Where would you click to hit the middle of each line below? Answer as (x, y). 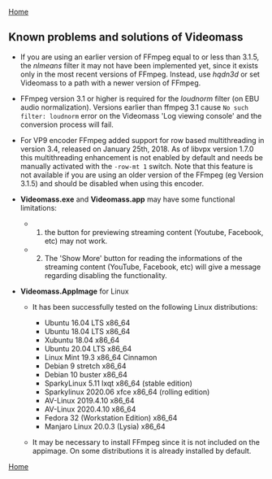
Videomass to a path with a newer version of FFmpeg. (110, 83)
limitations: (38, 207)
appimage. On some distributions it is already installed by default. (142, 451)
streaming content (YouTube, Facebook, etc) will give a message (153, 267)
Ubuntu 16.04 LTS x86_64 (87, 322)
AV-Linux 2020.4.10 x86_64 (90, 409)
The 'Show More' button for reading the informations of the (143, 258)
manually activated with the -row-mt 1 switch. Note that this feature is (136, 166)
